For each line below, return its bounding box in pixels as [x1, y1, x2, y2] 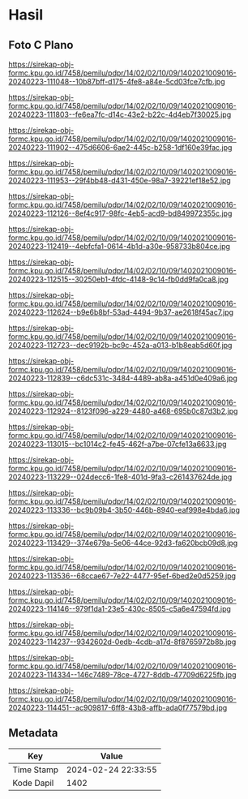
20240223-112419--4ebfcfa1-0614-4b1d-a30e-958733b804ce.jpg [8, 242, 231, 251]
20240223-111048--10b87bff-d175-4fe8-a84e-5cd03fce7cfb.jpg [8, 77, 225, 86]
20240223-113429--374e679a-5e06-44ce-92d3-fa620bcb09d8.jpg [8, 538, 238, 548]
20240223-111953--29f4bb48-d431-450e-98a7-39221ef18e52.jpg [8, 176, 231, 185]
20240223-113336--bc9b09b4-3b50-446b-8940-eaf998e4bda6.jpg [8, 505, 241, 514]
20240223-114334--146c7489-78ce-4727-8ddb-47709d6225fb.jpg [8, 670, 237, 679]
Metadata [8, 726, 58, 740]
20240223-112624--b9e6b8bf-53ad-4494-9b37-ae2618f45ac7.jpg [8, 307, 233, 317]
